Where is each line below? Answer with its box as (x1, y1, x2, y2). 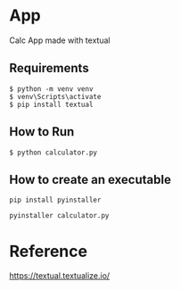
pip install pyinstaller (9, 195, 102, 205)
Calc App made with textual (9, 35, 110, 46)
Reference (9, 241, 87, 261)
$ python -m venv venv (9, 84, 94, 94)
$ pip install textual (9, 100, 94, 109)
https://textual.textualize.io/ (9, 270, 110, 281)
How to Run (9, 124, 75, 139)
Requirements (9, 61, 89, 76)
